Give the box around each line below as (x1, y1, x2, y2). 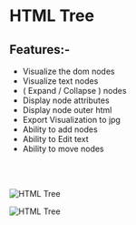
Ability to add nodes (22, 124, 98, 135)
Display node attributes (22, 95, 111, 106)
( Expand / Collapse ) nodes (22, 86, 127, 96)
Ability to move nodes (22, 143, 104, 154)
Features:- (9, 42, 71, 57)
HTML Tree (9, 5, 95, 26)
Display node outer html (22, 105, 112, 115)
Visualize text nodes (22, 76, 99, 87)
